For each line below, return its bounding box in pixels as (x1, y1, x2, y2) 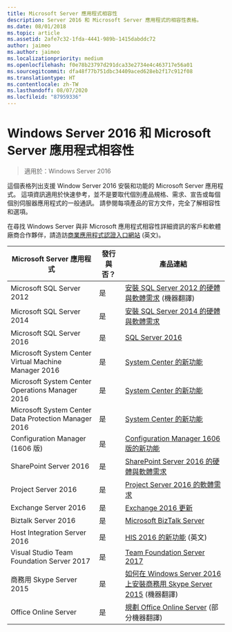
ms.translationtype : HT (7, 74, 76, 82)
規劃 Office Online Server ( (125, 602, 212, 612)
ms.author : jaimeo (7, 49, 60, 56)
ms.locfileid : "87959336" (7, 94, 81, 101)
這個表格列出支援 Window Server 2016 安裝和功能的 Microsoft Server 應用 (7, 181, 217, 190)
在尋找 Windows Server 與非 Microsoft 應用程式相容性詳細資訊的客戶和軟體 (7, 222, 221, 230)
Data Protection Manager (10, 414, 92, 423)
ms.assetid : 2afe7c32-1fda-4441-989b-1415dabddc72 (7, 36, 156, 43)
